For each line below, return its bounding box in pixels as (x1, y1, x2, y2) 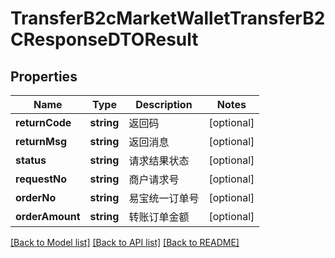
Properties (10, 68, 78, 85)
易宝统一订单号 (128, 192, 200, 205)
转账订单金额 (128, 210, 190, 224)
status (15, 153, 47, 167)
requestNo (15, 172, 68, 186)
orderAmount (15, 210, 81, 223)
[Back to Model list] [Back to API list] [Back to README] (10, 237, 240, 248)
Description (135, 98, 193, 111)
